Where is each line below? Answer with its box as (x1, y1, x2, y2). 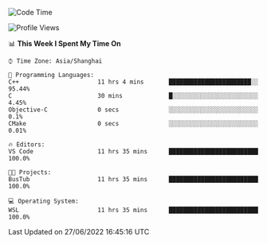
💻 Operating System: (8, 197, 80, 205)
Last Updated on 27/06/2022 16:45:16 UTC (8, 227, 150, 236)
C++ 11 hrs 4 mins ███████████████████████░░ (8, 78, 259, 86)
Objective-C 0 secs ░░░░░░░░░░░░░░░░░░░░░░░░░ (8, 106, 259, 114)
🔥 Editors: (8, 141, 45, 149)
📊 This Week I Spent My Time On (8, 39, 121, 48)
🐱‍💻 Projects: (8, 168, 52, 176)
